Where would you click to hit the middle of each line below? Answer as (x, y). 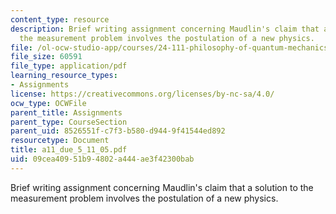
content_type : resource (60, 19)
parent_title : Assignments (66, 112)
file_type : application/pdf (69, 66)
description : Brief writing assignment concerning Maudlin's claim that (165, 29)
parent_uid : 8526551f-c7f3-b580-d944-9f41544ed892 (118, 131)
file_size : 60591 (46, 57)
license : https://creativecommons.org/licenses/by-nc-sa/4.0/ (142, 94)
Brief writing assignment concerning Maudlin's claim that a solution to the (162, 187)
